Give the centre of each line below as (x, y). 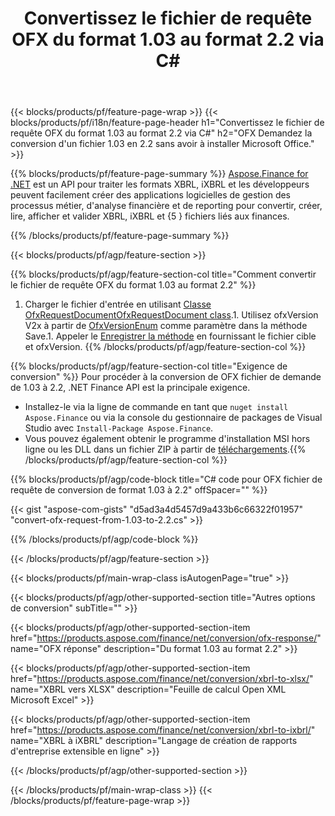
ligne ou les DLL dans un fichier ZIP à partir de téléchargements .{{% (165, 449)
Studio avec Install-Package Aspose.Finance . (119, 428)
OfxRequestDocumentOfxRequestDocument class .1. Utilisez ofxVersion (171, 315)
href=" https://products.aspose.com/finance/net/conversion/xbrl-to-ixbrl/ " (163, 730)
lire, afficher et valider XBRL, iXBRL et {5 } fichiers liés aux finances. (150, 216)
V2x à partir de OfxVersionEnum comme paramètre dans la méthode (166, 326)
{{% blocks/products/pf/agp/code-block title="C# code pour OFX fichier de (166, 479)
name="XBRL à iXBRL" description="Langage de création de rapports (154, 741)
